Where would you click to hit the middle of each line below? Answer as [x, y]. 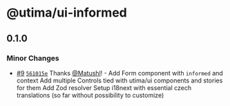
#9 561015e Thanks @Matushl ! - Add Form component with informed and [120, 73]
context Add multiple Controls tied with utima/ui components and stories [119, 80]
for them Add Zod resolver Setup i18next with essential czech [104, 87]
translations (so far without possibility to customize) [90, 95]
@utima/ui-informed [67, 13]
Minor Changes [33, 58]
